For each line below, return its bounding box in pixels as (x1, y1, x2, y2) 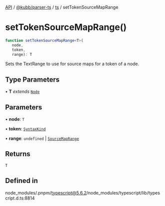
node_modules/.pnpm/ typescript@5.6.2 (5, 190, 87, 196)
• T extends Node (5, 89, 40, 95)
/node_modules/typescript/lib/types (86, 190, 161, 196)
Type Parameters (5, 75, 60, 84)
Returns (5, 150, 31, 158)
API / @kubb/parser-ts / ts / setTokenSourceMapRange (5, 4, 119, 10)
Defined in (5, 177, 38, 185)
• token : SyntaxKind (5, 126, 46, 132)
